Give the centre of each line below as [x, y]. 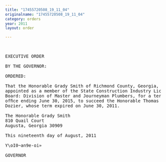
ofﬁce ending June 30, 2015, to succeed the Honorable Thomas [82, 101]
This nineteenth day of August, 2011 [51, 136]
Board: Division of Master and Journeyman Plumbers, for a [78, 96]
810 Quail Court [25, 121]
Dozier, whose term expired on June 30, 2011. [62, 106]
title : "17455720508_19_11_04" [37, 10]
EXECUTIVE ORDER [25, 56]
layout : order [20, 28]
